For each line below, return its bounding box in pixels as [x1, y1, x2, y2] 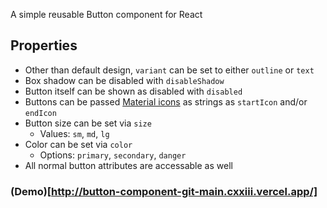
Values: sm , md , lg [39, 127, 110, 139]
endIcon [24, 108, 57, 118]
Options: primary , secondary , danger [39, 149, 187, 161]
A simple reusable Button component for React [10, 9, 203, 20]
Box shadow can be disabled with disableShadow [24, 74, 225, 86]
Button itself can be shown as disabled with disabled [24, 85, 243, 97]
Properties [10, 37, 78, 54]
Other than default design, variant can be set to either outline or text [24, 64, 315, 76]
